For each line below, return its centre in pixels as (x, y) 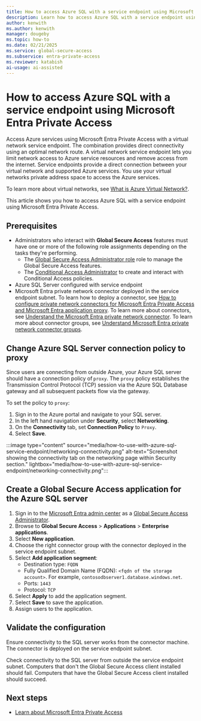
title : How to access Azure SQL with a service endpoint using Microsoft (100, 12)
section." (17, 464)
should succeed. (27, 679)
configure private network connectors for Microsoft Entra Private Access (104, 304)
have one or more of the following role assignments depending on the (101, 247)
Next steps (27, 698)
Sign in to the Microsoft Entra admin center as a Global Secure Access (101, 513)
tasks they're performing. (46, 253)
